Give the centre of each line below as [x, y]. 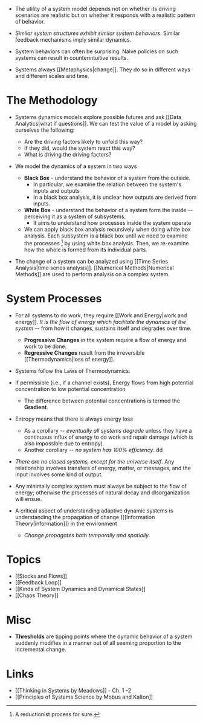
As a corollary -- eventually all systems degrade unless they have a [108, 430]
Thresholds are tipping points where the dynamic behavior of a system [104, 636]
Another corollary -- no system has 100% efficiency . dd [93, 450]
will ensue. [28, 499]
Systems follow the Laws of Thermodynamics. [73, 370]
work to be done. [45, 346]
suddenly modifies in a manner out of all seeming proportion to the [98, 643]
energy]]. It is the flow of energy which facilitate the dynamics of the [100, 322]
